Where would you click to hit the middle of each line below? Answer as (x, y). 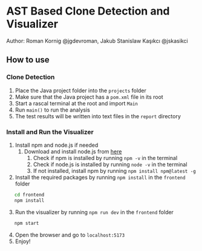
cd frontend (29, 195)
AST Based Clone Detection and (88, 11)
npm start (27, 223)
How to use (28, 60)
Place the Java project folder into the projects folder (81, 90)
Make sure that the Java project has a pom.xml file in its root (89, 97)
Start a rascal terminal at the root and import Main (76, 103)
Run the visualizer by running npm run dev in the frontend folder (94, 212)
